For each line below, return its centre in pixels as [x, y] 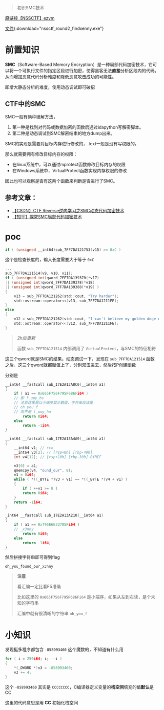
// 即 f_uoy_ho [29, 398]
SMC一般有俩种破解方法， [31, 116]
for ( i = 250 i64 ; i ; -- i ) [34, 659]
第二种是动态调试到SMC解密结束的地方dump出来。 [63, 133]
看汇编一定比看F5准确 [39, 587]
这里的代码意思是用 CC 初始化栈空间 [41, 702]
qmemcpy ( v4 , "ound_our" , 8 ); [43, 470]
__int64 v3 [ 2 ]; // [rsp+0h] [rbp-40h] [53, 452]
